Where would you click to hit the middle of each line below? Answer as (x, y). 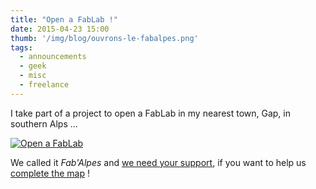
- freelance (44, 85)
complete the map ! (50, 173)
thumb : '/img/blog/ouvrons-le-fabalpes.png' (104, 38)
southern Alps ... (44, 123)
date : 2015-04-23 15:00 (60, 29)
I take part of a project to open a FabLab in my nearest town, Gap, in (150, 113)
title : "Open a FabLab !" (64, 19)
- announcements (53, 57)
